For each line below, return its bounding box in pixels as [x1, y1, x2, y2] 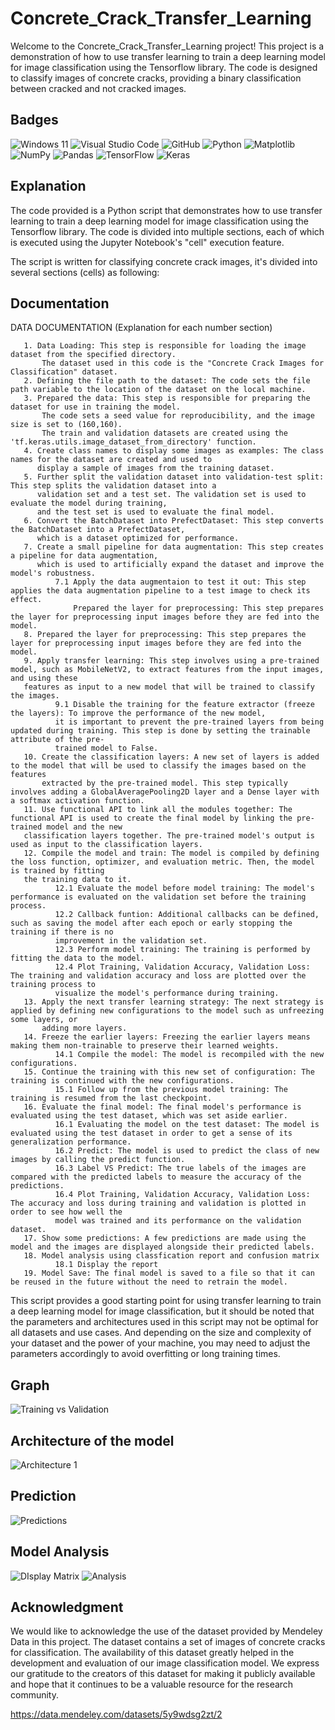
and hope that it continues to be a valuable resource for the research [10, 1678, 294, 1691]
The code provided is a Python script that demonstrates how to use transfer [10, 204, 323, 216]
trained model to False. [54, 743, 159, 754]
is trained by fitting [10, 866, 105, 876]
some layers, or [10, 1015, 78, 1025]
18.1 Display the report [54, 1260, 159, 1270]
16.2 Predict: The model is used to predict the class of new [54, 1146, 320, 1156]
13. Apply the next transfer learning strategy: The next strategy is [23, 997, 325, 1007]
